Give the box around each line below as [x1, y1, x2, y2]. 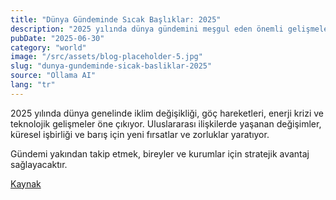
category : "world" [10, 42, 87, 53]
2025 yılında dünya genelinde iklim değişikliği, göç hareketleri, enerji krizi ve [10, 107, 325, 119]
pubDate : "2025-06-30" [10, 33, 105, 43]
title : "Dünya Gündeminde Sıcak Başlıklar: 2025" [10, 14, 222, 25]
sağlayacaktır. [10, 158, 68, 170]
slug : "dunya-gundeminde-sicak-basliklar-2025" [10, 61, 213, 71]
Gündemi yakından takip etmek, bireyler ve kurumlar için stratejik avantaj [10, 147, 310, 160]
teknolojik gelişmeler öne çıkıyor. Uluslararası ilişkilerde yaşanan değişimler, [10, 117, 322, 130]
